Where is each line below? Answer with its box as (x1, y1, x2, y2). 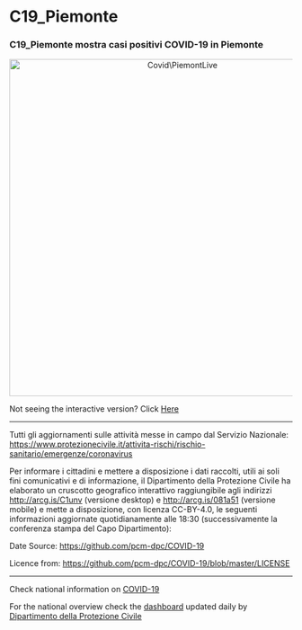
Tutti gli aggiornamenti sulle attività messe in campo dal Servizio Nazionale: (9, 430, 289, 440)
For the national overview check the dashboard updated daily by (9, 601, 248, 612)
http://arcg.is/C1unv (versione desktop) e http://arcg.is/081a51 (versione (9, 494, 276, 505)
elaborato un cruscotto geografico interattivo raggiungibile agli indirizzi (9, 485, 272, 496)
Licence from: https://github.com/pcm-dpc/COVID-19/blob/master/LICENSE (9, 558, 290, 569)
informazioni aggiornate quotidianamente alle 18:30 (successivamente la (9, 514, 278, 525)
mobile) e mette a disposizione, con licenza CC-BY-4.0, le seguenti (9, 504, 258, 515)
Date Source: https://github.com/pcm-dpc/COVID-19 (9, 541, 205, 552)
